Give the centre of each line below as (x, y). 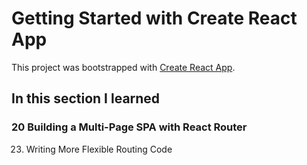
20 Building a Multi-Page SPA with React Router (129, 127)
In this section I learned (86, 98)
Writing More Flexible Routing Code (99, 149)
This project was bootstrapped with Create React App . (123, 67)
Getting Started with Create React (154, 18)
